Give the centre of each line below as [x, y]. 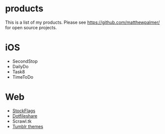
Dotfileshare [25, 116]
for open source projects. [31, 27]
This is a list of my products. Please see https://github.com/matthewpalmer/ [82, 22]
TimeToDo [23, 77]
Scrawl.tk [22, 121]
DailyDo [20, 66]
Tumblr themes [28, 126]
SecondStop [25, 61]
